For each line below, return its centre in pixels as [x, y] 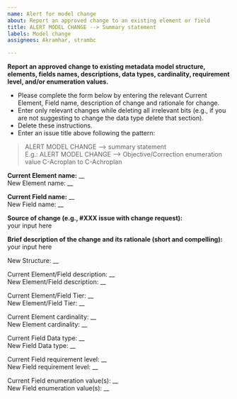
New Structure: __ [33, 261]
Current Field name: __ [41, 197]
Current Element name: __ [46, 176]
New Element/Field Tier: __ [46, 303]
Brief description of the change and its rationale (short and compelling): [115, 240]
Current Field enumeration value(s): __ [63, 381]
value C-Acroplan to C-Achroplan [73, 162]
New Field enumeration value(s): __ [58, 388]
